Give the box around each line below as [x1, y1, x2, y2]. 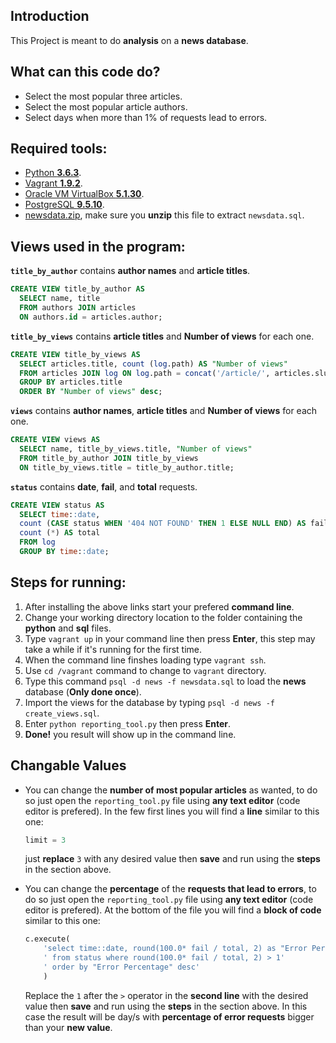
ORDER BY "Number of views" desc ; [19, 387, 163, 397]
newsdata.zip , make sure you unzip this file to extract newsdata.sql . [24, 209, 305, 221]
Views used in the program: [10, 238, 186, 255]
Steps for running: [10, 574, 127, 591]
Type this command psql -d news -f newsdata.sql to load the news [24, 675, 307, 687]
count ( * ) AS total [19, 528, 101, 538]
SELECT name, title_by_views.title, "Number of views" [19, 444, 253, 454]
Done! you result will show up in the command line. [24, 728, 237, 740]
